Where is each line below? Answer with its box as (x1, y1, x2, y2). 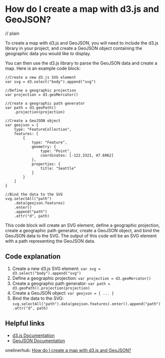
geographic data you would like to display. (5, 51, 91, 56)
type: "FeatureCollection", (14, 127, 72, 132)
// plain (5, 30, 20, 36)
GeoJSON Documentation (12, 338, 65, 344)
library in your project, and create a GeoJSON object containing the (5, 45, 142, 51)
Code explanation (5, 253, 61, 261)
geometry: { (31, 144, 56, 149)
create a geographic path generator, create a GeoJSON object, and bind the (5, 227, 160, 233)
